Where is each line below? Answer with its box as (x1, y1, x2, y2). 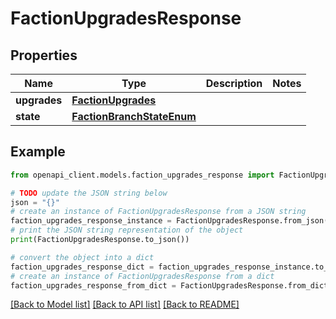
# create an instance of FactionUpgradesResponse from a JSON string (10, 207, 307, 217)
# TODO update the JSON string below (10, 188, 168, 198)
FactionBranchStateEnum (71, 110, 197, 123)
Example (10, 143, 66, 161)
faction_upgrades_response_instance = (10, 216, 172, 226)
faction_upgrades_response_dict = (10, 262, 155, 272)
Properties (10, 47, 78, 64)
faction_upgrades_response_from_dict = (10, 280, 177, 291)
